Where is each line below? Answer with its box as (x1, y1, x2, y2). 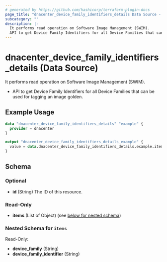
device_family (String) (12, 246, 59, 252)
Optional (5, 177, 26, 184)
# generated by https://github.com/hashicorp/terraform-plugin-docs (5, 7, 150, 12)
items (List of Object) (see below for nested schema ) (12, 212, 121, 218)
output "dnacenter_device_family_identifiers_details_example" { (5, 140, 143, 145)
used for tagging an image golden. (12, 93, 83, 99)
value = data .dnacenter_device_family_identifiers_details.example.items (9, 144, 166, 149)
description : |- (5, 21, 39, 26)
